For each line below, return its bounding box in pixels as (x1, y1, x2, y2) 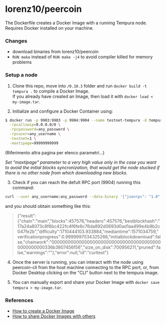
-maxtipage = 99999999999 (9, 140, 58, 145)
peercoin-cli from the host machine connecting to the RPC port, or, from (12, 264, 159, 270)
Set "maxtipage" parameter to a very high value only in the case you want (5, 159, 157, 165)
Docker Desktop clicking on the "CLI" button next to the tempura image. (12, 270, 159, 276)
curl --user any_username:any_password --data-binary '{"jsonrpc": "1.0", (5, 194, 163, 199)
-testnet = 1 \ (9, 136, 37, 141)
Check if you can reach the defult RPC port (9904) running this (12, 179, 141, 185)
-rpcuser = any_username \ (9, 132, 61, 137)
